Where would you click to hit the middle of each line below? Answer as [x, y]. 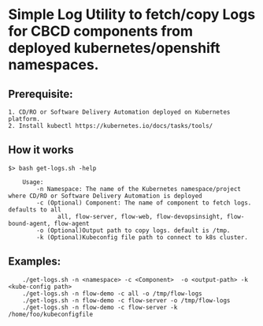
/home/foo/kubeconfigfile [50, 314]
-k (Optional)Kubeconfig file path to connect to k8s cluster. [142, 237]
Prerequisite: [41, 94]
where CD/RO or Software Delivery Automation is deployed [105, 196]
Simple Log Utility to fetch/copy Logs [132, 15]
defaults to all [35, 210]
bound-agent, [30, 223]
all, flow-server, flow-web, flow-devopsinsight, [141, 216]
